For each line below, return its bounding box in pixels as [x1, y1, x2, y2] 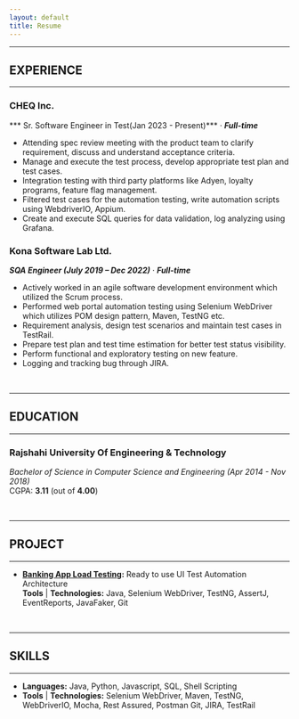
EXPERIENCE [9, 62, 83, 78]
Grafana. [21, 222, 55, 233]
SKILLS [9, 649, 51, 664]
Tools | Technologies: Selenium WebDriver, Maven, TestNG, [21, 690, 245, 700]
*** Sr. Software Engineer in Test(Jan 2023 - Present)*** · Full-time [9, 119, 259, 130]
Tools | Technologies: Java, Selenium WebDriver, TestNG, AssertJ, [21, 587, 270, 598]
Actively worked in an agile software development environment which [21, 282, 278, 292]
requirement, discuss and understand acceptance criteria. [21, 146, 236, 157]
